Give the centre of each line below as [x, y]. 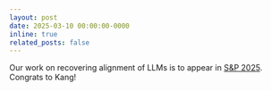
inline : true [34, 34]
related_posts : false [50, 42]
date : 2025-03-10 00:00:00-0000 [69, 26]
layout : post [34, 17]
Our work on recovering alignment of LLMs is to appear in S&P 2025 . [136, 68]
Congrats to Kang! [43, 78]
